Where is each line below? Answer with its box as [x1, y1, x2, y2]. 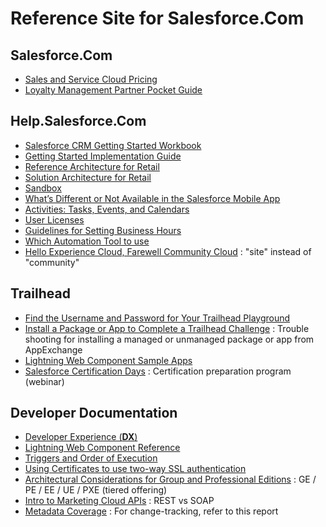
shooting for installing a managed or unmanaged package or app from [24, 333, 315, 345]
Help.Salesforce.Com [10, 113, 147, 130]
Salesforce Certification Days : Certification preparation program [24, 365, 292, 377]
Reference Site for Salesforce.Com [10, 7, 305, 30]
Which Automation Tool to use [24, 235, 150, 247]
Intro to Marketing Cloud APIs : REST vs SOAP [24, 495, 215, 507]
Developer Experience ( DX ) [24, 431, 138, 443]
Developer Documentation [10, 405, 178, 422]
